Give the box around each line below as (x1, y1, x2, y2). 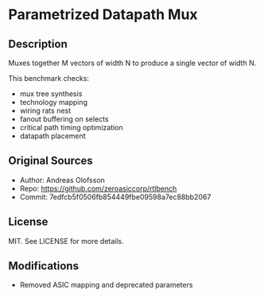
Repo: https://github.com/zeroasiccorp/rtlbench (19, 183, 177, 193)
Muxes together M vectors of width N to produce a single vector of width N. (8, 58, 257, 67)
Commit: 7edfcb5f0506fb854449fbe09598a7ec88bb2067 (19, 192, 212, 202)
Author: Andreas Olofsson (19, 175, 106, 184)
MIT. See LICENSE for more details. (8, 236, 125, 245)
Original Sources (8, 154, 93, 168)
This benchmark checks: (8, 74, 90, 83)
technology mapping (19, 98, 88, 106)
